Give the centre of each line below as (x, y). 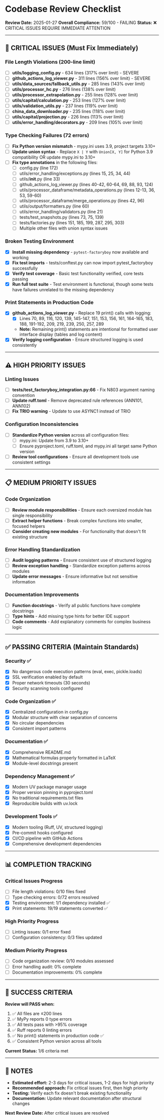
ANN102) (21, 406)
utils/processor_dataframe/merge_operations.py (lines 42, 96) (82, 201)
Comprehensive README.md (41, 752)
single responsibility (32, 515)
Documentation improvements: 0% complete (57, 972)
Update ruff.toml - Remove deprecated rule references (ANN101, (77, 400)
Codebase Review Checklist (63, 9)
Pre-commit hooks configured (42, 833)
